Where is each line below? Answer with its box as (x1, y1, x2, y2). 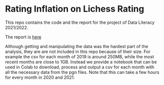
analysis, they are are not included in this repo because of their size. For (5, 49, 151, 54)
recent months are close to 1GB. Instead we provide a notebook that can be (5, 59, 157, 65)
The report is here (5, 34, 42, 40)
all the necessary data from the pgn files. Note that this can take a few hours (5, 69, 160, 75)
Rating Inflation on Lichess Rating (5, 3, 144, 15)
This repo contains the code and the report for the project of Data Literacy (5, 19, 155, 25)
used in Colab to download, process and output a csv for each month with (5, 64, 155, 70)
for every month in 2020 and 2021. (5, 74, 75, 80)
